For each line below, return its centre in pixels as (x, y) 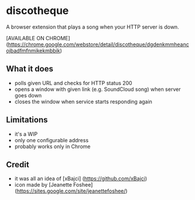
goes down (28, 95)
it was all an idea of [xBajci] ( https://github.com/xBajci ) (81, 178)
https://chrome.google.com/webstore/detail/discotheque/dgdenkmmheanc (98, 44)
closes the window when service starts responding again (83, 101)
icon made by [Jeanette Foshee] (54, 185)
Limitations (27, 120)
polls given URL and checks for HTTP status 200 (73, 83)
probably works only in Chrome (52, 146)
